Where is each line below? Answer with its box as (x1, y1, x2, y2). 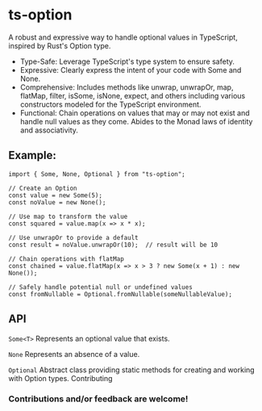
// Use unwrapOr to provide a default (8, 233, 139, 241)
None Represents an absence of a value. (8, 349, 140, 359)
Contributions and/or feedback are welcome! (8, 393, 189, 405)
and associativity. (19, 125, 79, 135)
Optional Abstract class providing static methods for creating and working (8, 365, 256, 375)
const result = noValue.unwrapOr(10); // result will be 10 (8, 241, 218, 249)
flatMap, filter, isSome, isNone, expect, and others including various (19, 90, 246, 100)
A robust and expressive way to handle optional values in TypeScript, (8, 32, 238, 42)
